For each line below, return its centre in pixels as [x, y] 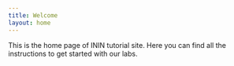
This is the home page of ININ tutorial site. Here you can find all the [117, 45]
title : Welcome [33, 15]
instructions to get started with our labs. [73, 53]
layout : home [30, 23]
